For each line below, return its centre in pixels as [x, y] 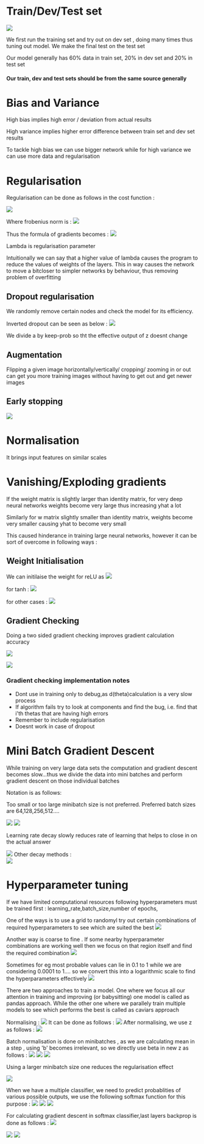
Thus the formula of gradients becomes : [58, 234]
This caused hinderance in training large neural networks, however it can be [102, 535]
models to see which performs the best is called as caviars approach [93, 1009]
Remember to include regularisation [60, 720]
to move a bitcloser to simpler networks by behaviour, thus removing [92, 271]
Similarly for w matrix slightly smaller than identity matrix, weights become [100, 517]
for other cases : [27, 602]
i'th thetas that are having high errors [62, 713]
